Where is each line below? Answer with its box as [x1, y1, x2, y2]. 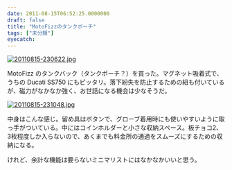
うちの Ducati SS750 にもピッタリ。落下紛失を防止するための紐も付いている [7, 78, 225, 87]
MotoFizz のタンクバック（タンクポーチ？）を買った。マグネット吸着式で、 [7, 69, 223, 78]
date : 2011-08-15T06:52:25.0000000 [7, 10, 110, 17]
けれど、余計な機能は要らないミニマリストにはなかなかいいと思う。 [7, 155, 201, 164]
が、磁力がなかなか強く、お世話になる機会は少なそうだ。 [7, 87, 171, 95]
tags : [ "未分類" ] [7, 29, 54, 37]
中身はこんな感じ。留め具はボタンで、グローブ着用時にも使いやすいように [7, 115, 220, 124]
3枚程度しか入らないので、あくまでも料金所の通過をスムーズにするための [7, 133, 217, 141]
